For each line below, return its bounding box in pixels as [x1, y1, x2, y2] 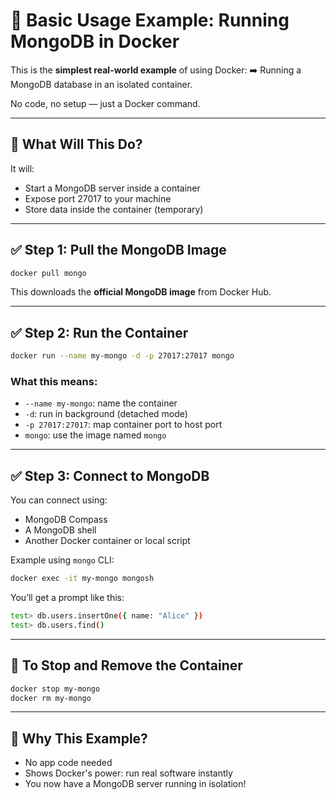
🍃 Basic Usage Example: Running [10, 9, 290, 32]
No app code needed [24, 757, 113, 769]
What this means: [10, 375, 98, 389]
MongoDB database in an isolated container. [10, 78, 193, 90]
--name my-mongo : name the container [24, 397, 178, 409]
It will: [10, 162, 35, 174]
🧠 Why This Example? [10, 730, 148, 747]
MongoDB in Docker [10, 30, 180, 53]
